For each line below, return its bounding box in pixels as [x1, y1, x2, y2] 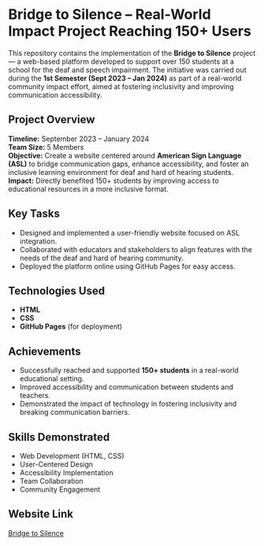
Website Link [8, 507, 73, 521]
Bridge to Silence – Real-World [8, 6, 211, 24]
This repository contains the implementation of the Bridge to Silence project [8, 48, 256, 58]
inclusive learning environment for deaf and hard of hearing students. [8, 167, 234, 176]
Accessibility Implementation [19, 468, 114, 477]
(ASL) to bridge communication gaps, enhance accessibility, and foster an [8, 159, 250, 169]
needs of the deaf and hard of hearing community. [19, 253, 184, 262]
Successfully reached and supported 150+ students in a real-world [19, 366, 239, 375]
